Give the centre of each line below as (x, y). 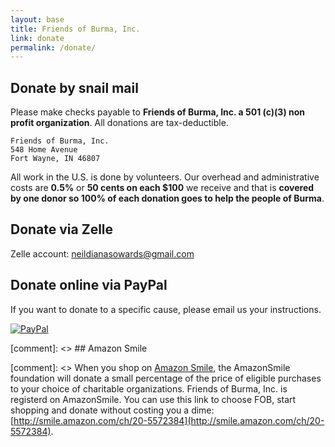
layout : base (37, 19)
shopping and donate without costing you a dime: (112, 410)
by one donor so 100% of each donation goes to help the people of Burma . (167, 198)
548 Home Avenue (44, 150)
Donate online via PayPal (89, 285)
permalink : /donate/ (53, 47)
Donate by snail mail (74, 87)
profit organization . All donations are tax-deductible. (119, 123)
